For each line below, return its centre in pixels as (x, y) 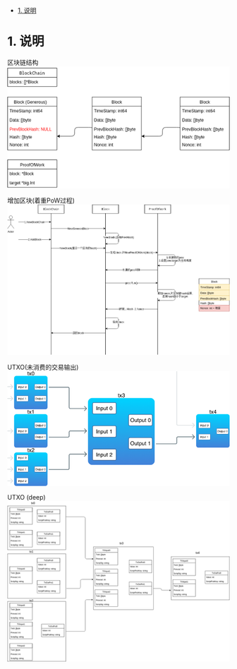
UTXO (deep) (26, 497)
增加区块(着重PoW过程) (41, 200)
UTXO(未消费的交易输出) (43, 367)
